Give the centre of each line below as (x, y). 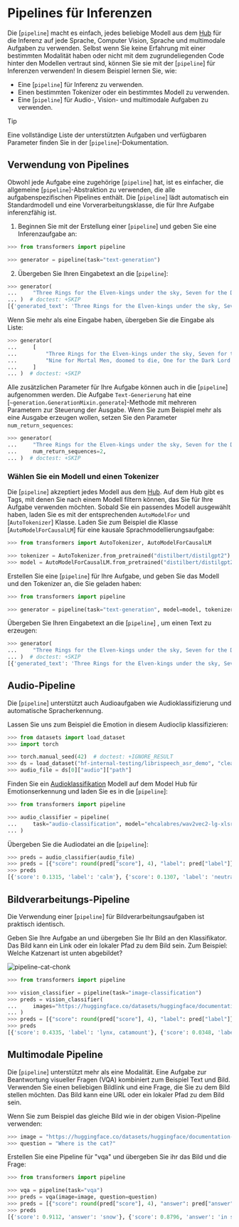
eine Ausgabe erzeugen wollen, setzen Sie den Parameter (92, 418)
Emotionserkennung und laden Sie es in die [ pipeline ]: (88, 791)
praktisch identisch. (36, 924)
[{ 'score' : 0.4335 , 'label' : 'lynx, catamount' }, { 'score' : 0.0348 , (111, 1033)
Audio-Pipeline (42, 686)
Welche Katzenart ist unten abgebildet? (65, 953)
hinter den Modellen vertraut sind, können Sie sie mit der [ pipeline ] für (111, 63)
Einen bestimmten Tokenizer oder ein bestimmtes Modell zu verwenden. (123, 92)
